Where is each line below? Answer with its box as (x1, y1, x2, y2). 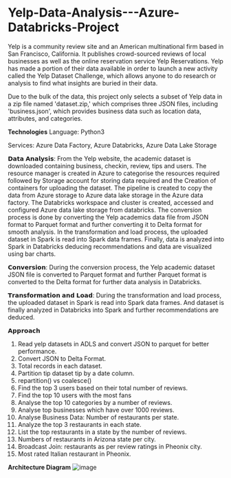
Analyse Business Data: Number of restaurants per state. (17, 412, 179, 421)
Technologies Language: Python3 (8, 128, 105, 136)
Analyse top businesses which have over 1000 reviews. (17, 406, 175, 414)
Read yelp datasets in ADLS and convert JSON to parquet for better (17, 339, 209, 348)
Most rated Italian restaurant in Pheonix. (17, 450, 131, 458)
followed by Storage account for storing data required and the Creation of (8, 176, 217, 184)
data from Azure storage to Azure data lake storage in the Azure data (8, 191, 203, 199)
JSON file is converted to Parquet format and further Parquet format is (8, 270, 207, 279)
